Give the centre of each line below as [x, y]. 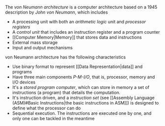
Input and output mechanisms [42, 48]
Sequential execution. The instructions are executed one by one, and [82, 113]
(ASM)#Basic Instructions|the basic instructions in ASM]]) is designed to [85, 103]
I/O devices [24, 82]
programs [22, 72]
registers [21, 27]
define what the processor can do [46, 108]
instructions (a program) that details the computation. [66, 93]
